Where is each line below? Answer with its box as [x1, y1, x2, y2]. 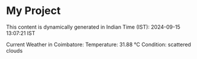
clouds [6, 47, 23, 54]
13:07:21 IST [6, 29, 35, 36]
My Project [6, 4, 61, 18]
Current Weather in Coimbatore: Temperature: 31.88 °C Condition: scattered [6, 41, 191, 48]
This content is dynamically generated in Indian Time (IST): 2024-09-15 [6, 23, 180, 30]
